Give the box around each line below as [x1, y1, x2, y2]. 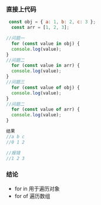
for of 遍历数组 [14, 192, 51, 199]
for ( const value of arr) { [11, 106, 80, 113]
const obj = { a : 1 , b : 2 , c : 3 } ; [8, 19, 96, 25]
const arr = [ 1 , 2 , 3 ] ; [11, 25, 69, 31]
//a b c [6, 134, 25, 139]
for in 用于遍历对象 [14, 185, 60, 192]
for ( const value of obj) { [11, 84, 80, 90]
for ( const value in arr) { [11, 63, 80, 69]
